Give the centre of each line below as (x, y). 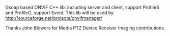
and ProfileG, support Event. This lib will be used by (59, 13)
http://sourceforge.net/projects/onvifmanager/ (54, 18)
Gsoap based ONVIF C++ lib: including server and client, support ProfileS (82, 7)
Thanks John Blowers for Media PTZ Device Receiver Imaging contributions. (85, 28)
